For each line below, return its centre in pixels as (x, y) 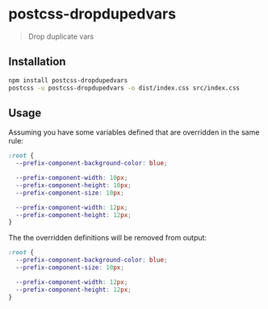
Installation (37, 62)
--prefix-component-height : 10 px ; (73, 185)
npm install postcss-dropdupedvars (68, 80)
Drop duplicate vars (61, 36)
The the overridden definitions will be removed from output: (108, 238)
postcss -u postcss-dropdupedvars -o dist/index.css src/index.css (124, 88)
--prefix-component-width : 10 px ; (72, 178)
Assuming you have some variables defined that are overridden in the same (134, 132)
